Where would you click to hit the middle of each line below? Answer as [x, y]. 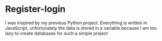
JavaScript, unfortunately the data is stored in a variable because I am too [81, 28]
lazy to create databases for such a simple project [57, 33]
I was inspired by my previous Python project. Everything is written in [76, 23]
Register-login [35, 9]
